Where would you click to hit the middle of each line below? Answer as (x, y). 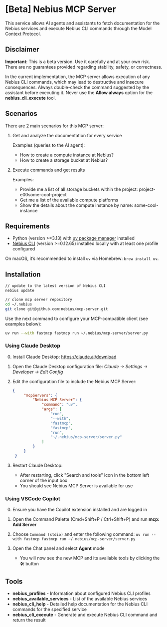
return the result (29, 620)
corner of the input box (43, 480)
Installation (23, 274)
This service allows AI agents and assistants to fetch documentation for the (83, 23)
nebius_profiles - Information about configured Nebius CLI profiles (82, 593)
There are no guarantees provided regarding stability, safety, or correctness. (84, 67)
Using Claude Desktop (33, 346)
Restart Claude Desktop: (37, 465)
